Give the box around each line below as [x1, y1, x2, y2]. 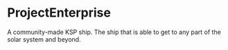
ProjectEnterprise [7, 5, 111, 21]
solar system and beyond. [7, 35, 81, 43]
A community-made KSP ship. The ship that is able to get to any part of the [7, 28, 222, 36]
